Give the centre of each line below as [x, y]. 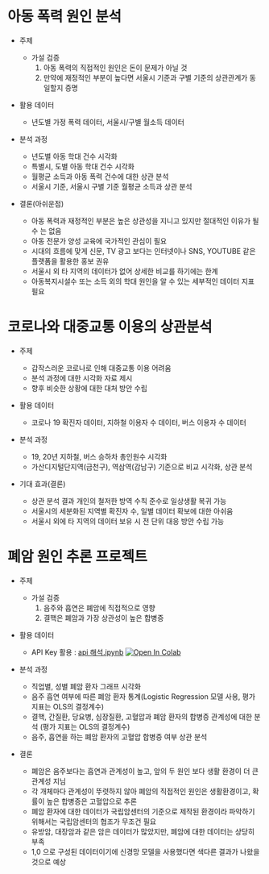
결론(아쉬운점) [41, 203]
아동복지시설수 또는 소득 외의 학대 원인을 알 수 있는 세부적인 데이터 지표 [143, 281]
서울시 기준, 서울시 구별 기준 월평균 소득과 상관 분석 [112, 186]
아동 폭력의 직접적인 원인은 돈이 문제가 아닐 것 [115, 67]
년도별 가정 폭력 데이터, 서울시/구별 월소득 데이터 [108, 122]
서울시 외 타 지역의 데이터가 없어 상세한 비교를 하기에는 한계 [124, 271]
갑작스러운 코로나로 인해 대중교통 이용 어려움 [101, 368]
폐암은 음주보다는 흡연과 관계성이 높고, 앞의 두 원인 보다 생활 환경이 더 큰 [145, 771]
